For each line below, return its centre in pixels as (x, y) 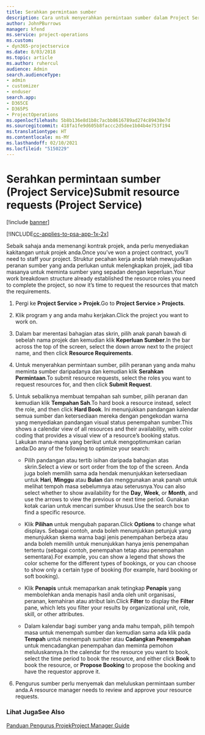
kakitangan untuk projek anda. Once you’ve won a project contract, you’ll (97, 252)
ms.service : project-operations (47, 35)
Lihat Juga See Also (36, 712)
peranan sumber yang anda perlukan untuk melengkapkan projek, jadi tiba (100, 265)
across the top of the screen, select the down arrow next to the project (104, 346)
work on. (26, 322)
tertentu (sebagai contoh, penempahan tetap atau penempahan (104, 550)
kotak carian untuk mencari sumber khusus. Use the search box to (107, 505)
